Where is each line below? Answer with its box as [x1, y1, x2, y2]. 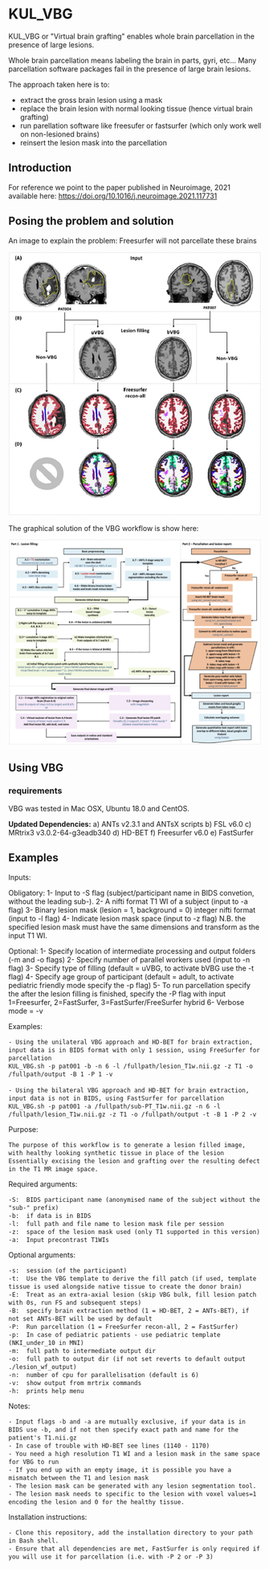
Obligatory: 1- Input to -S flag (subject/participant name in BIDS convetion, [8, 888, 255, 897]
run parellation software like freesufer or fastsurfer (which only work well [19, 121, 262, 130]
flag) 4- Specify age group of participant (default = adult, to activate [8, 971, 234, 981]
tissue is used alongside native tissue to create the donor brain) [8, 1282, 243, 1290]
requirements [8, 785, 63, 796]
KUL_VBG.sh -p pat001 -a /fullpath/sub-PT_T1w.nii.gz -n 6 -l [8, 1102, 221, 1110]
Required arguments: [8, 1179, 78, 1189]
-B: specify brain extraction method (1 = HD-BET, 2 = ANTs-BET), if [8, 1306, 250, 1314]
